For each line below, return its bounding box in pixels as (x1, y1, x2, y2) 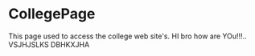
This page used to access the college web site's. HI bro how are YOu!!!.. (8, 31, 247, 41)
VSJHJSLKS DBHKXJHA (8, 39, 90, 49)
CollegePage (8, 5, 96, 23)
